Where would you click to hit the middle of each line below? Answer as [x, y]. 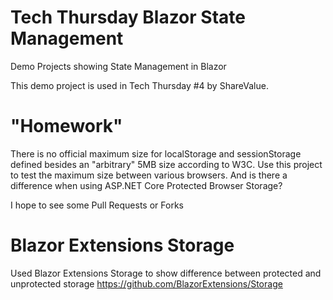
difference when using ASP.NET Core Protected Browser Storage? [146, 185]
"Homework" [66, 126]
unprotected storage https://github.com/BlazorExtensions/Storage [146, 283]
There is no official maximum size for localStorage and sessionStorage [156, 153]
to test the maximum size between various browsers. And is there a [149, 175]
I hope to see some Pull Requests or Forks [97, 205]
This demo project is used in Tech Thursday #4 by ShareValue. [139, 85]
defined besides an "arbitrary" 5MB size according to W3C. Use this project [166, 164]
